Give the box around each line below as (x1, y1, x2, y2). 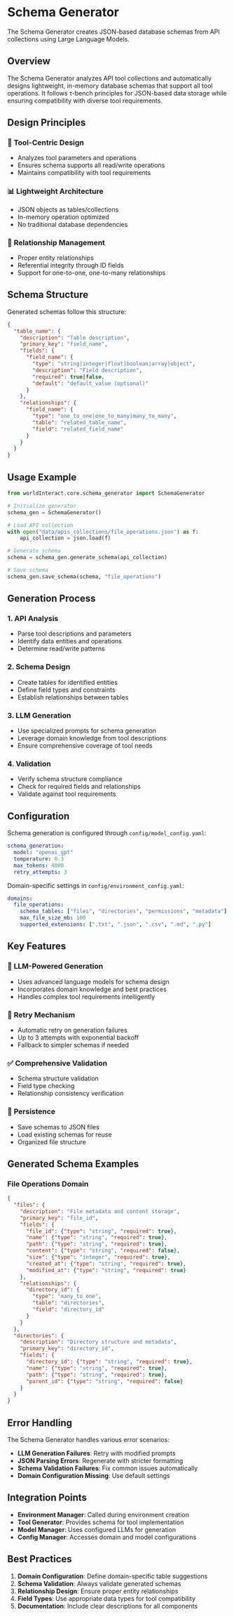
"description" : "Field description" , (32, 367, 142, 374)
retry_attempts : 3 (13, 868, 68, 875)
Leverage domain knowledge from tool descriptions (17, 734, 167, 742)
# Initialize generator (7, 502, 77, 509)
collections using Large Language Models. (7, 34, 130, 43)
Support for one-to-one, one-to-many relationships (17, 268, 166, 277)
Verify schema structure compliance (17, 775, 123, 783)
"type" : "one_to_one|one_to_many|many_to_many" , (32, 412, 177, 420)
